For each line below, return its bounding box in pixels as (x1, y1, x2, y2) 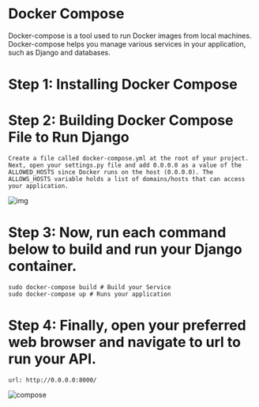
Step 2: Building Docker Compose (8, 111, 234, 130)
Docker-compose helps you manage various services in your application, (8, 39, 246, 48)
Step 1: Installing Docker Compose (8, 76, 238, 93)
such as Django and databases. (8, 47, 111, 57)
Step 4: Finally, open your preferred (8, 317, 246, 334)
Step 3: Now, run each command (8, 224, 227, 242)
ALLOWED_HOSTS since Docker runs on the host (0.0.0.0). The (8, 168, 214, 176)
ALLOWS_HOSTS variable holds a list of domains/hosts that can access (8, 175, 246, 183)
